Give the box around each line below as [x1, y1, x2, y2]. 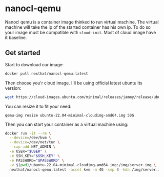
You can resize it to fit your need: [5, 103, 72, 109]
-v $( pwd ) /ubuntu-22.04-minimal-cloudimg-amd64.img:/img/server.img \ [9, 162, 156, 167]
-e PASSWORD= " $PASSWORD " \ [9, 158, 64, 163]
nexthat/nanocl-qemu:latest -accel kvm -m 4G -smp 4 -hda [9, 167, 130, 172]
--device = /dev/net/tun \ [9, 140, 60, 145]
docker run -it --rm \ [5, 131, 51, 136]
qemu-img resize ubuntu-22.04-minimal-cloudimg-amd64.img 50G [5, 113, 134, 118]
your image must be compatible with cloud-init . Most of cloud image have [5, 29, 156, 35]
